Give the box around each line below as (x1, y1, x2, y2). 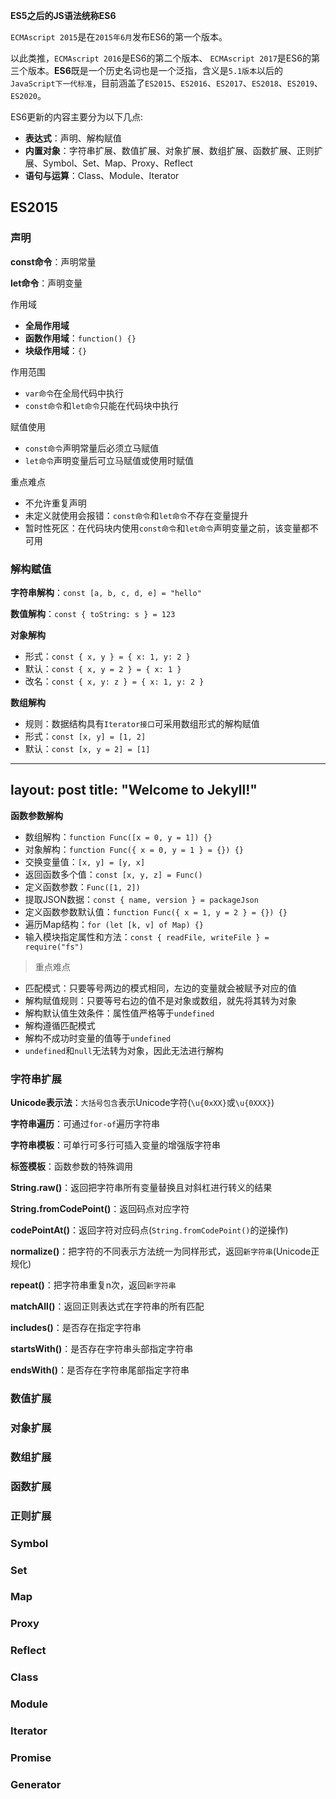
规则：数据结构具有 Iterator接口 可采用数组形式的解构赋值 (24, 717, 260, 729)
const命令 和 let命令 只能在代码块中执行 (24, 399, 179, 411)
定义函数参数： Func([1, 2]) (24, 880, 141, 893)
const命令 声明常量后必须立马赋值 (24, 442, 160, 454)
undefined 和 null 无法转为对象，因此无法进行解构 (24, 1044, 224, 1056)
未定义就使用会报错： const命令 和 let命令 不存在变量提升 (24, 509, 249, 521)
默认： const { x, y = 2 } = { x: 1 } (24, 662, 182, 674)
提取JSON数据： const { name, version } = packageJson (24, 893, 259, 905)
